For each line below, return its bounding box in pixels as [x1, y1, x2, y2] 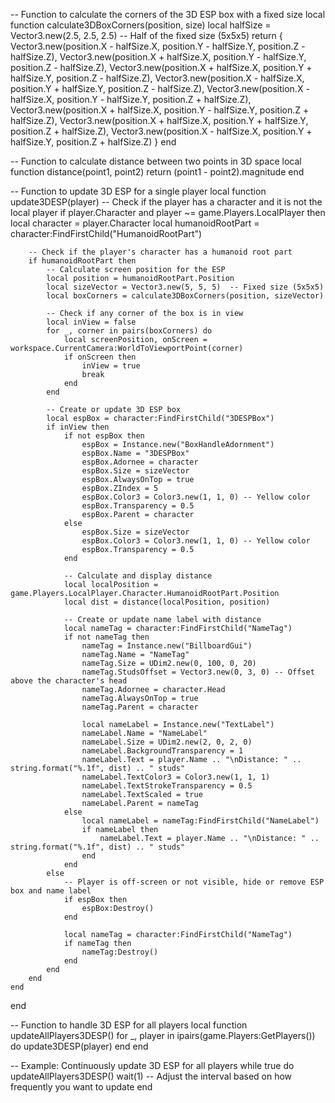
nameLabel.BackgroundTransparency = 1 [81, 746, 244, 756]
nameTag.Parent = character [81, 702, 199, 712]
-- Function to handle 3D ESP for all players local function [10, 1019, 248, 1031]
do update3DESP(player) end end [10, 1040, 149, 1052]
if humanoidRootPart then [28, 256, 137, 266]
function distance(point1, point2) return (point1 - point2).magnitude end [10, 166, 305, 178]
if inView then [46, 422, 110, 432]
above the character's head [10, 676, 128, 686]
